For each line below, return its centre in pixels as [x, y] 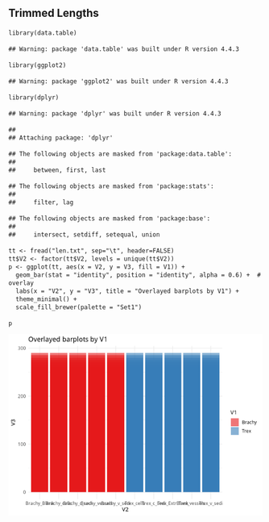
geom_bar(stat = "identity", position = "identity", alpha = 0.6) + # [139, 275]
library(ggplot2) [37, 65]
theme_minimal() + [47, 299]
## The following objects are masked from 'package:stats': [112, 186]
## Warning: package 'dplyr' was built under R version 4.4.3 [115, 113]
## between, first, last [57, 170]
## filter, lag [41, 202]
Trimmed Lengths [54, 13]
